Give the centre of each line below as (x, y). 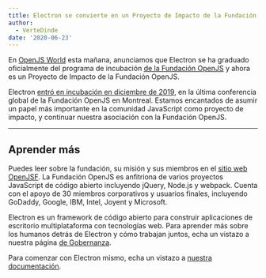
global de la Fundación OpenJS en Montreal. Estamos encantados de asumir (133, 100)
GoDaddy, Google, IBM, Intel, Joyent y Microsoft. (88, 202)
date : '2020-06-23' (40, 38)
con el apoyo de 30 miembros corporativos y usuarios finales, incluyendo (128, 193)
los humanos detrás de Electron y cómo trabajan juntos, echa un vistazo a (129, 235)
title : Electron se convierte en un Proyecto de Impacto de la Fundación (133, 15)
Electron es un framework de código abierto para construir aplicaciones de (131, 217)
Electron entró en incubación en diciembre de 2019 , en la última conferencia (133, 92)
